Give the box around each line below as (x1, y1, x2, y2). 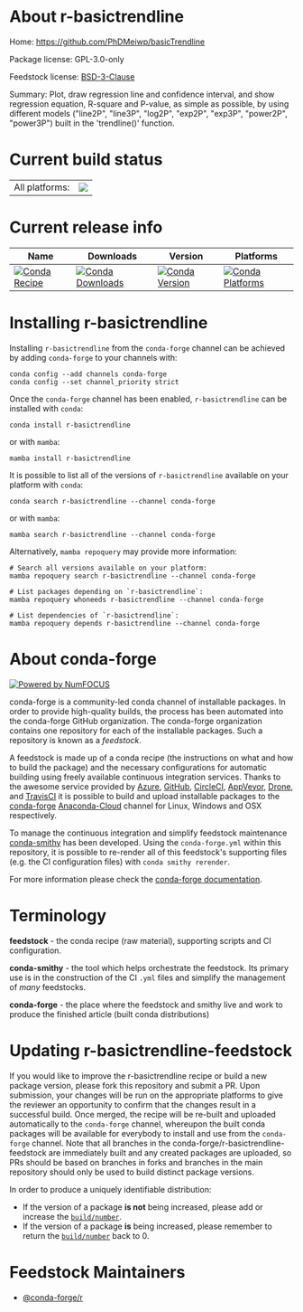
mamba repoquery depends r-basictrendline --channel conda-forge (9, 618, 260, 628)
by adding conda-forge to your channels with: (9, 352, 178, 363)
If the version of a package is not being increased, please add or (22, 1201, 263, 1213)
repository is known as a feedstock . (9, 734, 142, 745)
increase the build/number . (22, 1211, 123, 1222)
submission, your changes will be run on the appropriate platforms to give (9, 1090, 284, 1100)
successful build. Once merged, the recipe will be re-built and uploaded (9, 1109, 277, 1119)
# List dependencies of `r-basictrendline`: (9, 610, 179, 620)
